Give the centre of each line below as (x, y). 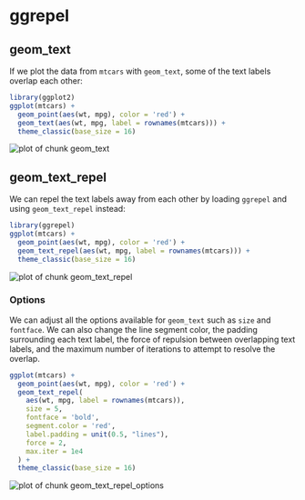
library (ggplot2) (42, 97)
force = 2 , (46, 443)
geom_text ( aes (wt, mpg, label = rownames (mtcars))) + (122, 123)
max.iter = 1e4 (55, 451)
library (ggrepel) (42, 225)
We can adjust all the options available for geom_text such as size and (140, 320)
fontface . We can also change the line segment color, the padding (133, 329)
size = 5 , (45, 409)
